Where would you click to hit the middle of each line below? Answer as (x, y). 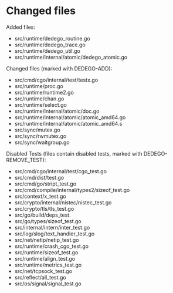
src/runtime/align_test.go (45, 258)
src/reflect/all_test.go (40, 277)
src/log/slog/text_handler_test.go (55, 234)
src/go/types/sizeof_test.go (48, 221)
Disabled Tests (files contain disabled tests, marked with (74, 153)
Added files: (21, 27)
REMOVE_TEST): (26, 160)
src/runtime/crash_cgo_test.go (52, 246)
